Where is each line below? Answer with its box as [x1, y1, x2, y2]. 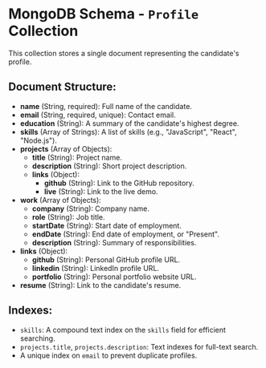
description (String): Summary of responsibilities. [31, 237, 197, 247]
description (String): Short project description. [31, 161, 187, 171]
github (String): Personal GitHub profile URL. [31, 254, 181, 265]
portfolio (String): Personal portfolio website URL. [31, 272, 197, 281]
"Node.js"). [19, 135, 58, 145]
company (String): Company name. [31, 204, 150, 213]
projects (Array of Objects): [19, 144, 113, 153]
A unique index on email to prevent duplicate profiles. [19, 350, 198, 360]
